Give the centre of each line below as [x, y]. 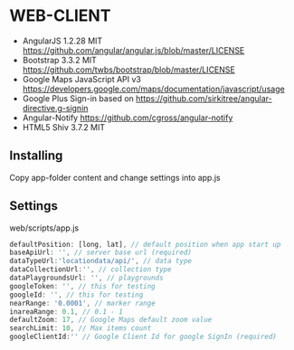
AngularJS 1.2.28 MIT [62, 41]
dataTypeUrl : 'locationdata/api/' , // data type [101, 261]
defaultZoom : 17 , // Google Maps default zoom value [111, 320]
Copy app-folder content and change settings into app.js [115, 177]
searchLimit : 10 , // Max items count [81, 328]
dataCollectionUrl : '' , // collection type [90, 270]
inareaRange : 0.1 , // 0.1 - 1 [66, 312]
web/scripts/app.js [44, 228]
